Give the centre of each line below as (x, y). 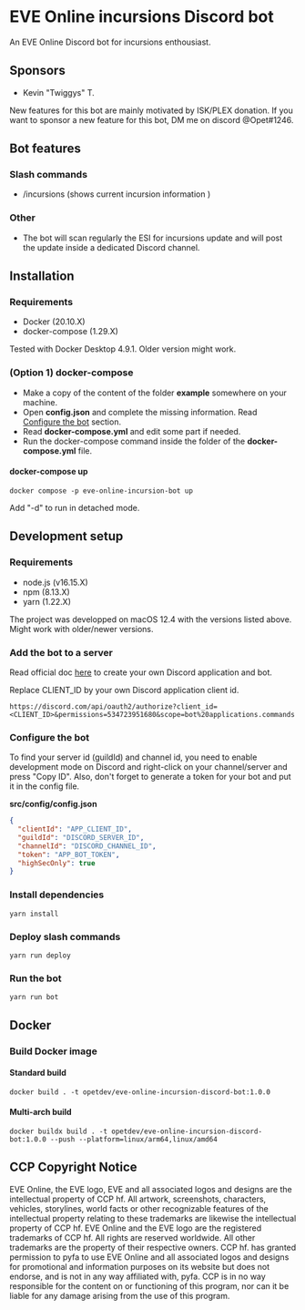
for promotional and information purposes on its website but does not (140, 1266)
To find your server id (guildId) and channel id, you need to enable (133, 757)
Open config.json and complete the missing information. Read (140, 412)
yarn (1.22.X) (46, 601)
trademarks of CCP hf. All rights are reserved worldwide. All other (132, 1237)
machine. (40, 402)
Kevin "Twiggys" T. (59, 92)
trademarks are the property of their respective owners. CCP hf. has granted (153, 1247)
